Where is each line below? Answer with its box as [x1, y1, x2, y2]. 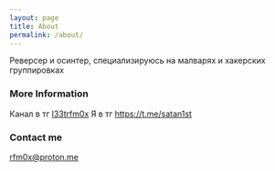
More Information [9, 87, 89, 100]
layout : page [9, 13, 59, 23]
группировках [9, 65, 65, 75]
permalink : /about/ [9, 30, 84, 39]
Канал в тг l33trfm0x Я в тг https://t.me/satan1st [9, 108, 192, 119]
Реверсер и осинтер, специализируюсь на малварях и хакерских [9, 55, 267, 66]
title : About [9, 22, 59, 31]
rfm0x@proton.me [9, 151, 79, 162]
